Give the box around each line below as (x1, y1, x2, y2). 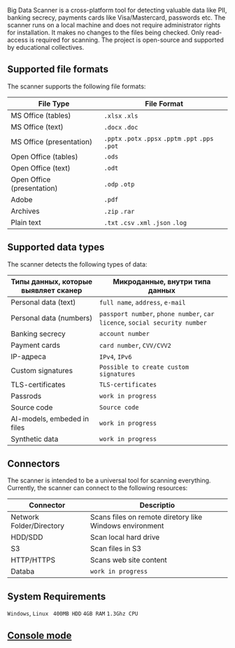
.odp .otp (104, 180, 135, 188)
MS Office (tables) (10, 110, 71, 120)
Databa (10, 567, 35, 576)
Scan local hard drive (90, 532, 160, 542)
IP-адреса (10, 351, 47, 361)
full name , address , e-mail (99, 297, 186, 307)
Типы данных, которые (10, 276, 93, 286)
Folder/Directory (10, 521, 65, 531)
